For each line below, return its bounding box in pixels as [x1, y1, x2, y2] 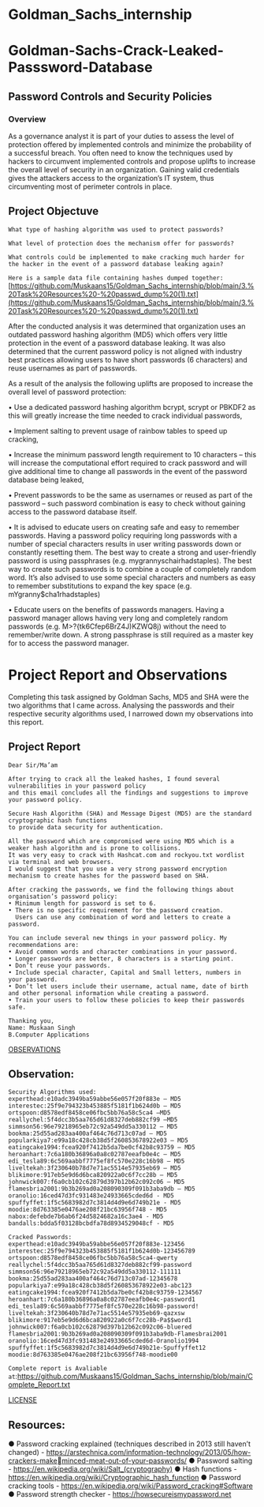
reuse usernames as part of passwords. [8, 363, 138, 373]
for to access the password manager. [8, 638, 129, 648]
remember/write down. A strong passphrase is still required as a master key [8, 629, 254, 639]
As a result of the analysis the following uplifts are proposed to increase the [8, 378, 254, 388]
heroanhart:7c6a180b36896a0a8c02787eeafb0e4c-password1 [8, 1295, 195, 1304]
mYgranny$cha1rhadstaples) [8, 589, 101, 599]
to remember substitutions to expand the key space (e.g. [8, 581, 192, 590]
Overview [8, 113, 46, 124]
